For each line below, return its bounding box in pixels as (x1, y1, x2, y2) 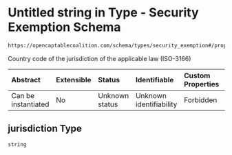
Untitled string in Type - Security (8, 5, 199, 21)
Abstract (11, 75, 41, 84)
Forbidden (184, 95, 218, 104)
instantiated (11, 99, 50, 109)
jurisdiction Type (8, 123, 82, 134)
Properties (184, 79, 220, 88)
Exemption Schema (8, 19, 121, 35)
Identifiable (135, 75, 174, 84)
